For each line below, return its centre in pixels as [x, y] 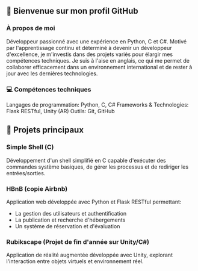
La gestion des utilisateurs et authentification [71, 213]
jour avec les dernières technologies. [52, 73]
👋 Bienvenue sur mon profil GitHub [72, 11]
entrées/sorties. [26, 173]
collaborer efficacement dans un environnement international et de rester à [99, 67]
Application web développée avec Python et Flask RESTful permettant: [94, 202]
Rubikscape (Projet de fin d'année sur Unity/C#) [78, 241]
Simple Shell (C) [30, 147]
